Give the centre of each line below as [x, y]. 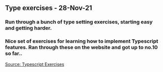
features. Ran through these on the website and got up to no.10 [81, 48]
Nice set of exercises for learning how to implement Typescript [82, 41]
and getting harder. [28, 28]
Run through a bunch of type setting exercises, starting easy [79, 22]
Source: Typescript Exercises [35, 64]
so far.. [14, 53]
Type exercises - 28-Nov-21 [49, 8]
